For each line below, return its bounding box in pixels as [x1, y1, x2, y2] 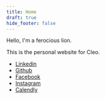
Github [15, 67, 32, 74]
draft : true [6, 15, 37, 21]
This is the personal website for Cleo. [6, 49, 100, 56]
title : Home [6, 9, 37, 15]
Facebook [15, 73, 41, 81]
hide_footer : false [6, 20, 56, 26]
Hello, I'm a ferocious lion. [6, 37, 72, 44]
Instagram [15, 80, 41, 87]
